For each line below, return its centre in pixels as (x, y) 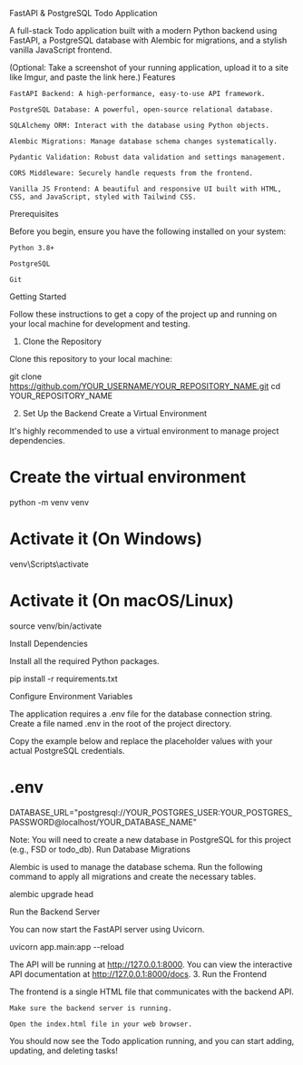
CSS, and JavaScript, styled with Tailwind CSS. (103, 197)
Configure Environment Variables (71, 696)
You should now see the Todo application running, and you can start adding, (152, 1041)
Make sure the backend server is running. (91, 1008)
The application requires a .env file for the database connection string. (141, 713)
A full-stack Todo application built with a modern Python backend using (143, 30)
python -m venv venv (49, 502)
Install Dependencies (49, 643)
